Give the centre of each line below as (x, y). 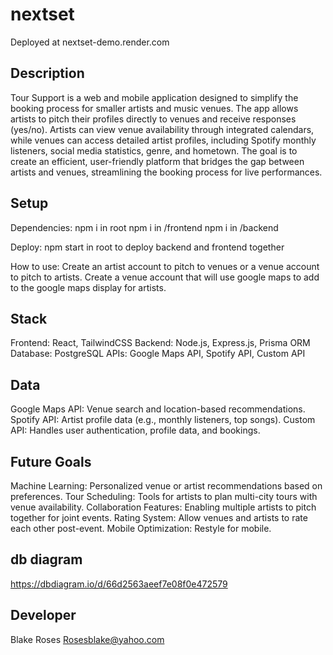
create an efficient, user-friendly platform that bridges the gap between (157, 161)
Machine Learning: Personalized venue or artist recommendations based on (166, 486)
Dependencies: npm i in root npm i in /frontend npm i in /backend (144, 227)
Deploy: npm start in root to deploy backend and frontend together (147, 247)
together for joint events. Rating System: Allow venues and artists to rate (159, 517)
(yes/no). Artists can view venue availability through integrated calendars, (162, 129)
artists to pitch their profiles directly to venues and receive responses (153, 119)
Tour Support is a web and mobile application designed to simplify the (154, 97)
